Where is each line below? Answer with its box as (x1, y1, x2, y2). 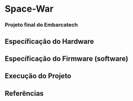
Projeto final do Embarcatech (5, 21, 78, 29)
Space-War (5, 3, 54, 15)
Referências (5, 89, 44, 97)
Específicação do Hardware (5, 37, 94, 46)
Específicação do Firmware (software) (5, 54, 128, 63)
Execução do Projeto (5, 72, 72, 81)
